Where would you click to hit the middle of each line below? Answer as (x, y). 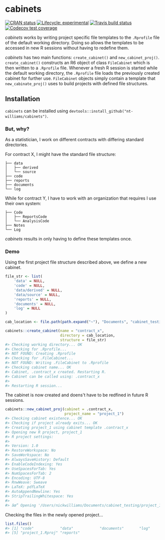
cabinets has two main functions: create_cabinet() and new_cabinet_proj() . (82, 57)
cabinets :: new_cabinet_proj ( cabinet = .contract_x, (59, 409)
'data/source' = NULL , (37, 295)
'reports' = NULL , (33, 299)
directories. (17, 145)
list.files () (18, 524)
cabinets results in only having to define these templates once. (69, 239)
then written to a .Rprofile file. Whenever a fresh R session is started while (82, 68)
